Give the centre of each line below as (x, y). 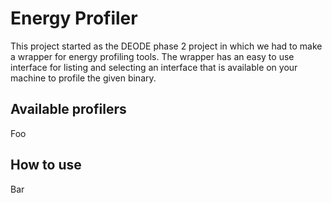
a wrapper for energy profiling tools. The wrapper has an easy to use (152, 56)
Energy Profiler (74, 18)
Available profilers (68, 109)
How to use (46, 165)
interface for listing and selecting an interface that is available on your (154, 67)
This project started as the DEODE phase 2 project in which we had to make (166, 46)
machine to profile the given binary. (83, 78)
